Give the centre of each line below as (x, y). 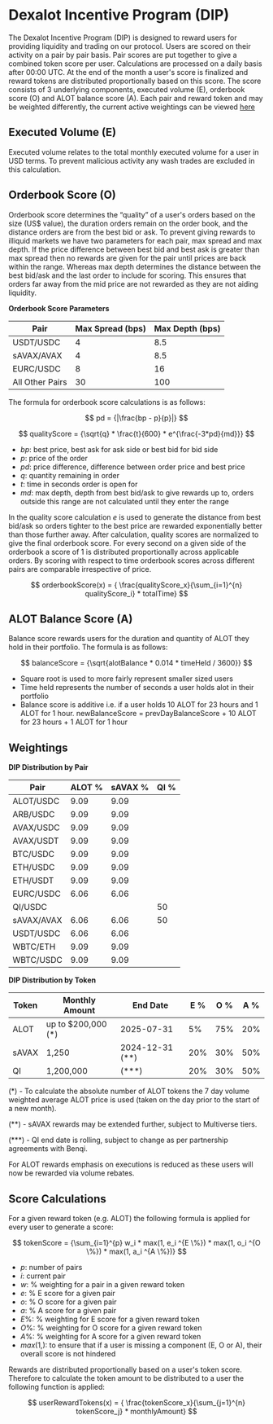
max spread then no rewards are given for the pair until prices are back (127, 257)
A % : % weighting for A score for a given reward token (110, 1336)
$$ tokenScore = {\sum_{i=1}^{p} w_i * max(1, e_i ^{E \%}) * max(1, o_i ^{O (136, 1243)
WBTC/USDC (38, 960)
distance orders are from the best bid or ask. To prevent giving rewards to (132, 232)
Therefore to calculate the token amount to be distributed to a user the (126, 1378)
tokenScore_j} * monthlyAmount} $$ (136, 1411)
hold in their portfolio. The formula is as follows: (88, 647)
